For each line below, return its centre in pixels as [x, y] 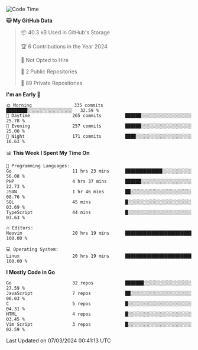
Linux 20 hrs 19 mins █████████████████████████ [99, 256]
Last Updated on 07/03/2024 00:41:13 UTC [59, 341]
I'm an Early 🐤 [23, 94]
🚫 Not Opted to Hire [45, 60]
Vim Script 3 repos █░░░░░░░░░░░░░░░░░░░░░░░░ [99, 325]
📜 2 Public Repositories [49, 72]
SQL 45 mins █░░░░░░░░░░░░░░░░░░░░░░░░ [99, 202]
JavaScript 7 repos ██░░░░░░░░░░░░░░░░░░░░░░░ [99, 293]
